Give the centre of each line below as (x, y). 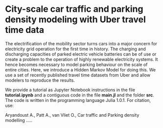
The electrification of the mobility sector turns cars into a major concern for (81, 43)
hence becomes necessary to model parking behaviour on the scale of (76, 64)
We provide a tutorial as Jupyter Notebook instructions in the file (70, 90)
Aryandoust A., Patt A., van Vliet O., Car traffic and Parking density (72, 115)
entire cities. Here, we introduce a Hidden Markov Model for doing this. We (80, 69)
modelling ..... (19, 120)
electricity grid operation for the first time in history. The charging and (75, 49)
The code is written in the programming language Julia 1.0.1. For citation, (78, 100)
